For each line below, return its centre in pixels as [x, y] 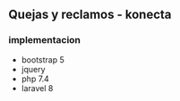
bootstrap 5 [43, 59]
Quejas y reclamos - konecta [90, 15]
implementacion [45, 40]
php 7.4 [35, 79]
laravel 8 [37, 88]
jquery [33, 69]
